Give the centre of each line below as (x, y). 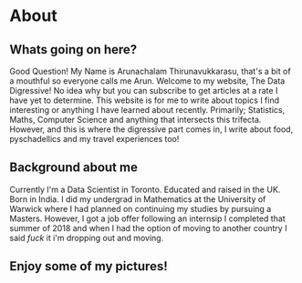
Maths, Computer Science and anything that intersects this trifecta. (135, 120)
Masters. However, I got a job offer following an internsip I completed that (147, 218)
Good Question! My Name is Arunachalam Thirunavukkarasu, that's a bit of (150, 71)
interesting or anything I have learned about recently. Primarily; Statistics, (147, 110)
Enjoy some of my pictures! (89, 266)
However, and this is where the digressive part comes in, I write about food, (151, 129)
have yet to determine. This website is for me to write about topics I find (145, 100)
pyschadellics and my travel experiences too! (94, 139)
